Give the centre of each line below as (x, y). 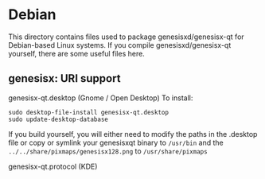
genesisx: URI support (64, 78)
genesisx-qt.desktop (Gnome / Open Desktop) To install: (101, 98)
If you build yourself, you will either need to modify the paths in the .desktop (133, 134)
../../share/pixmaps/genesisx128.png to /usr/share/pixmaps (108, 151)
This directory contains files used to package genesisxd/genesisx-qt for (126, 37)
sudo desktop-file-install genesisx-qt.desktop (89, 112)
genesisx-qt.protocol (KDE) (53, 166)
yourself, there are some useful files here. (76, 53)
